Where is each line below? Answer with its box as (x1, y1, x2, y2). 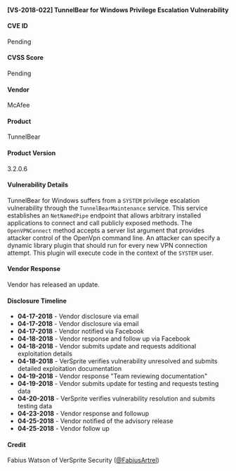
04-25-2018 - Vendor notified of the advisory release (17, 417, 173, 425)
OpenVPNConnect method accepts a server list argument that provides (7, 226, 205, 234)
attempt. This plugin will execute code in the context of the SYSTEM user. (7, 249, 214, 257)
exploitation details (17, 349, 72, 358)
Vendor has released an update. (7, 280, 100, 289)
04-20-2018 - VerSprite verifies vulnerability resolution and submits (17, 394, 216, 403)
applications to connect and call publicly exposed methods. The (7, 218, 192, 227)
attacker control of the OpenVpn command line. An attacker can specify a (7, 233, 221, 242)
